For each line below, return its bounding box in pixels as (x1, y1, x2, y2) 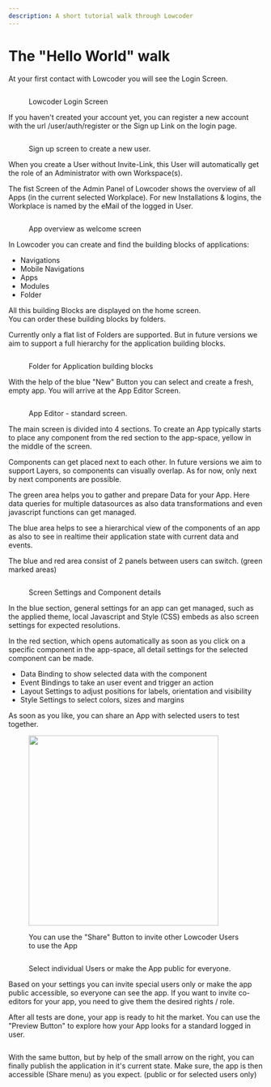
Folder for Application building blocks (28, 361, 154, 371)
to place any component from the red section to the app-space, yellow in (8, 432, 252, 442)
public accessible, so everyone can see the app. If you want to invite (8, 987, 237, 998)
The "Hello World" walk (8, 46, 171, 65)
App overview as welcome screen (28, 224, 142, 234)
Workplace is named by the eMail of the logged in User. (8, 200, 193, 211)
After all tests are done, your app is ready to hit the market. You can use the (8, 1012, 260, 1022)
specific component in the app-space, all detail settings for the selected (8, 644, 248, 654)
